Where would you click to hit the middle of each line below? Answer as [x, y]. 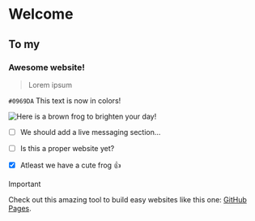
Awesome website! [47, 67]
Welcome [41, 14]
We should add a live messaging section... [90, 132]
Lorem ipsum [50, 84]
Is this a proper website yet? [67, 148]
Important [25, 184]
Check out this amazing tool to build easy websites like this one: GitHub [127, 199]
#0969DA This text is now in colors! [65, 100]
